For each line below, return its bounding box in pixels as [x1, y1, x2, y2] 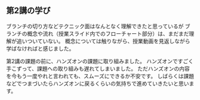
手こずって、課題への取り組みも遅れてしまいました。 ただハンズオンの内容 [6, 65, 190, 72]
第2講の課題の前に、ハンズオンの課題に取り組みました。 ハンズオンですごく [6, 57, 194, 64]
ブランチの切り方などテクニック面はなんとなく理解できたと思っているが [6, 23, 184, 30]
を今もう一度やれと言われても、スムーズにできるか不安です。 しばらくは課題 [6, 72, 194, 79]
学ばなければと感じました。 [6, 45, 75, 52]
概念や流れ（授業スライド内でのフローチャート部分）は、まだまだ [26, 30, 189, 37]
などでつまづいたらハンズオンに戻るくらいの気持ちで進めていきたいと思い [6, 80, 189, 87]
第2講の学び [6, 5, 51, 16]
